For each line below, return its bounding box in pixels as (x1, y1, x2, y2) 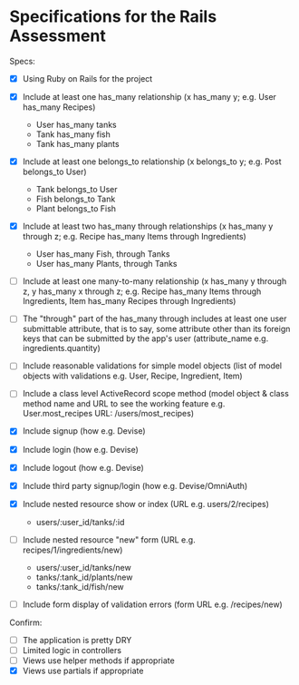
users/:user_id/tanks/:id (35, 516, 125, 527)
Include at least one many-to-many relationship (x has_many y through (22, 276, 287, 287)
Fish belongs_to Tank (35, 193, 116, 205)
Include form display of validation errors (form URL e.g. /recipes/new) (22, 599, 283, 610)
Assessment (9, 25, 106, 46)
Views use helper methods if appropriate (22, 655, 175, 666)
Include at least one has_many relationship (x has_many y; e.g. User (22, 92, 276, 102)
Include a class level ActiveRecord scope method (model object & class (22, 388, 290, 399)
